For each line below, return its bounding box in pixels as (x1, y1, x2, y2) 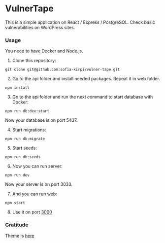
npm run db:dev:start (5, 109, 50, 114)
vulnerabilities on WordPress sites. (5, 24, 75, 30)
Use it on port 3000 (12, 209, 53, 215)
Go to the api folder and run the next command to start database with (12, 94, 153, 100)
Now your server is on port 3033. (5, 181, 73, 187)
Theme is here (5, 233, 34, 239)
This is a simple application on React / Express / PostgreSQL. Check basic (5, 19, 155, 25)
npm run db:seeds (5, 155, 41, 160)
